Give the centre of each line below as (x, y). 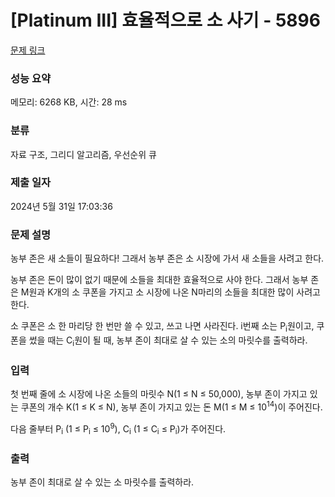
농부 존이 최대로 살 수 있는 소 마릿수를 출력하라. (102, 482)
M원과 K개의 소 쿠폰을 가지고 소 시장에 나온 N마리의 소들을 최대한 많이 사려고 (170, 292)
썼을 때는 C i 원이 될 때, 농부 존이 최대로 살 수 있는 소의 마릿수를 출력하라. (168, 341)
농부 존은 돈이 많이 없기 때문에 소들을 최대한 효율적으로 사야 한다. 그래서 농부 (159, 280)
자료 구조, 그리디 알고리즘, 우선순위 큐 (83, 154)
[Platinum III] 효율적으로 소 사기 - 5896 (165, 20)
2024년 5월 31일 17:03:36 (61, 206)
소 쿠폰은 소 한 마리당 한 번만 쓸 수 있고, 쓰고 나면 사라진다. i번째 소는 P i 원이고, (162, 327)
